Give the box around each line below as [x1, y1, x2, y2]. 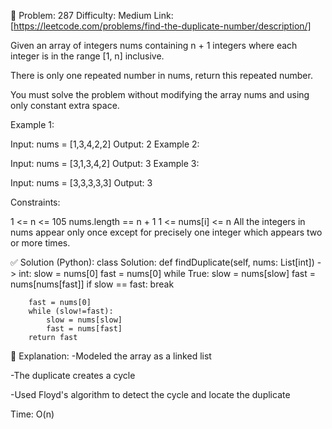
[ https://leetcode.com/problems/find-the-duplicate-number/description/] [10, 20, 312, 32]
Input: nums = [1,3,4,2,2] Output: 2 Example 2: [10, 138, 200, 150]
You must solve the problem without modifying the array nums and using [10, 89, 310, 100]
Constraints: [10, 196, 61, 208]
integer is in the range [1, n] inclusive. [10, 50, 165, 62]
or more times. [10, 237, 71, 249]
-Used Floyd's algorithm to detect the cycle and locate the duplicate [10, 389, 291, 400]
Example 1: [10, 119, 55, 130]
